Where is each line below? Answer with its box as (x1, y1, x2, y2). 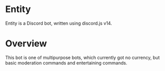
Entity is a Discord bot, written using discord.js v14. (5, 20, 112, 26)
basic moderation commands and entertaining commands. (5, 59, 127, 66)
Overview (5, 38, 47, 49)
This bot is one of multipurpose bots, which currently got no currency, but (5, 54, 160, 60)
